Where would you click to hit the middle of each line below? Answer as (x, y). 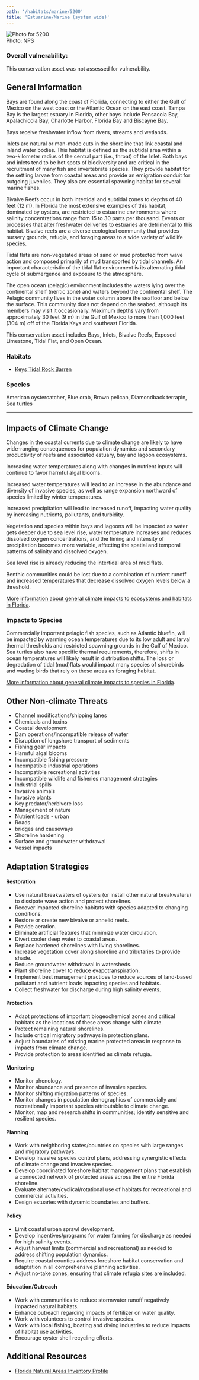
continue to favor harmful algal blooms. (54, 473)
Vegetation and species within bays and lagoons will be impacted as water (97, 526)
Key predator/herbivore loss (49, 804)
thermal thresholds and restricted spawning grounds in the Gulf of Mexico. (97, 646)
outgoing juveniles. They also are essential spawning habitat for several (93, 181)
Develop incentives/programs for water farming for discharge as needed (103, 1235)
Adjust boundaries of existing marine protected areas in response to (98, 1041)
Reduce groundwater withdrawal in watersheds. (73, 964)
